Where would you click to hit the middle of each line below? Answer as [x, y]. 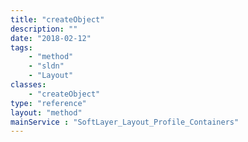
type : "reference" [48, 103]
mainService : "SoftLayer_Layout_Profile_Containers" [125, 122]
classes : [28, 85]
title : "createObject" [57, 19]
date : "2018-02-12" [51, 38]
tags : [21, 47]
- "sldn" [46, 66]
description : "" [44, 29]
